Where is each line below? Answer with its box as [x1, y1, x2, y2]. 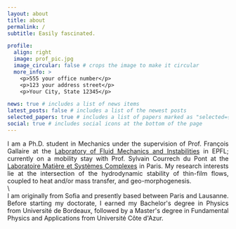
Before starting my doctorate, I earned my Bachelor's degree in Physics [7, 199, 229, 207]
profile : [7, 43, 33, 50]
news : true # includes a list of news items [7, 101, 140, 108]
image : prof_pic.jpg [13, 55, 74, 63]
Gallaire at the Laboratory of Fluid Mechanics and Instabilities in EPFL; [7, 146, 229, 155]
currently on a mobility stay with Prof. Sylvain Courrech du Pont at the [7, 154, 229, 162]
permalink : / [7, 23, 46, 30]
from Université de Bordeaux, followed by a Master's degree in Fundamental [7, 206, 229, 214]
